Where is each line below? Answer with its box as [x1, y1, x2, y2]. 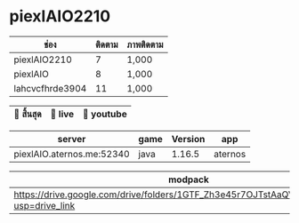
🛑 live [50, 108, 75, 120]
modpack [168, 173, 209, 186]
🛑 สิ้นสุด [13, 108, 42, 120]
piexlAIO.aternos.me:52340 [13, 147, 131, 160]
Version [171, 132, 206, 145]
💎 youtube [83, 108, 127, 120]
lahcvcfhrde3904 [13, 82, 87, 94]
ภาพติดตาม [126, 38, 164, 51]
